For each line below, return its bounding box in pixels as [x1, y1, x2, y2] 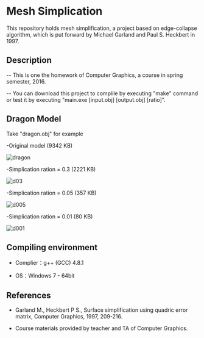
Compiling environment [6, 242, 98, 253]
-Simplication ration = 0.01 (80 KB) [6, 212, 93, 220]
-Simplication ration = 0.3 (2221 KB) [6, 165, 96, 173]
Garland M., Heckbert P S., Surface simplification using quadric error [15, 306, 188, 314]
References [6, 290, 51, 300]
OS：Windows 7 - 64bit [15, 272, 75, 279]
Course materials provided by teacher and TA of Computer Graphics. [15, 325, 188, 332]
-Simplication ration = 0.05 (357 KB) [6, 189, 97, 196]
